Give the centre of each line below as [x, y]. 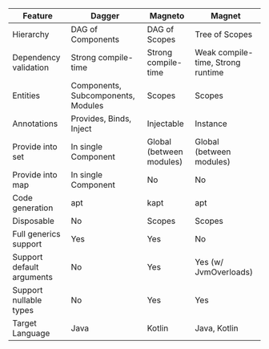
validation [31, 67]
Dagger [105, 16]
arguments [33, 277]
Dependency [36, 57]
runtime [209, 73]
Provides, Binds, [101, 118]
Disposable [33, 221]
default [26, 267]
